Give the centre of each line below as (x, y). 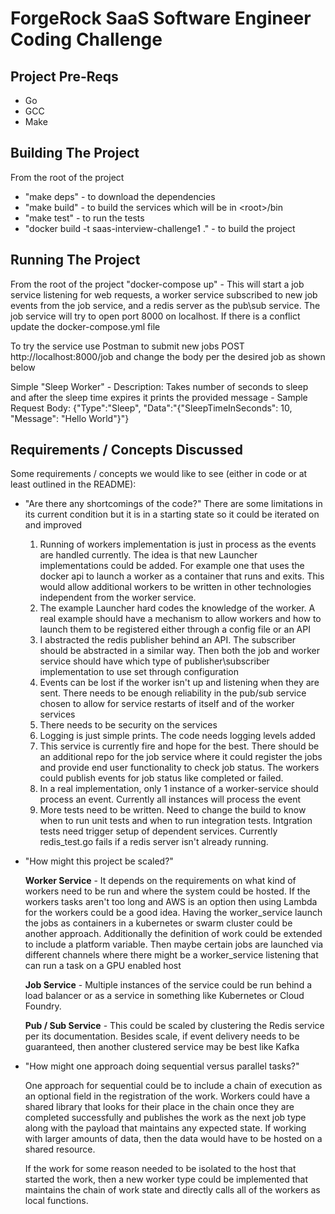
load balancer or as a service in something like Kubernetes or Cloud (164, 996)
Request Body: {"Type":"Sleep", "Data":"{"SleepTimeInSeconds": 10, (151, 408)
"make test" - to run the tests (84, 218)
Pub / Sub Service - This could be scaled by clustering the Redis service (174, 1026)
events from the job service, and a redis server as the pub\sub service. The (165, 305)
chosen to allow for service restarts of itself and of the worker (167, 704)
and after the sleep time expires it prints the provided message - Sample (159, 397)
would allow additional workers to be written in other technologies (175, 587)
